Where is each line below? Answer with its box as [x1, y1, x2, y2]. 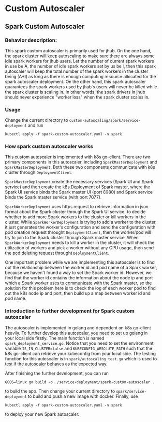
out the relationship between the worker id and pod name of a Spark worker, [5, 265, 157, 271]
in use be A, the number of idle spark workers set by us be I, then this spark [5, 63, 156, 69]
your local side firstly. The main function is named [5, 335, 104, 341]
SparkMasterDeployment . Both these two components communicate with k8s [5, 164, 156, 170]
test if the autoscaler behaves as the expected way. [5, 361, 108, 367]
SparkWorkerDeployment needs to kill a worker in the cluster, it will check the [5, 240, 155, 245]
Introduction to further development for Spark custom [5, 308, 134, 314]
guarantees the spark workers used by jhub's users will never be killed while [5, 83, 157, 90]
